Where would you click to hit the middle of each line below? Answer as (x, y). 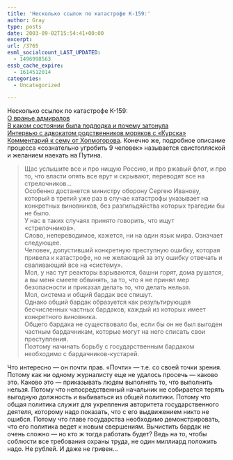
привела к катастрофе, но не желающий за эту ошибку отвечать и (123, 258)
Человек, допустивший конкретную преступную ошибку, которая (122, 250)
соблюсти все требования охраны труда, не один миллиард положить (112, 442)
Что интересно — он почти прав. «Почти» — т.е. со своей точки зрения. (114, 367)
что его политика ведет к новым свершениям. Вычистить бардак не (109, 427)
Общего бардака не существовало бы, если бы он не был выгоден (123, 324)
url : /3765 (23, 46)
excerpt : (20, 40)
